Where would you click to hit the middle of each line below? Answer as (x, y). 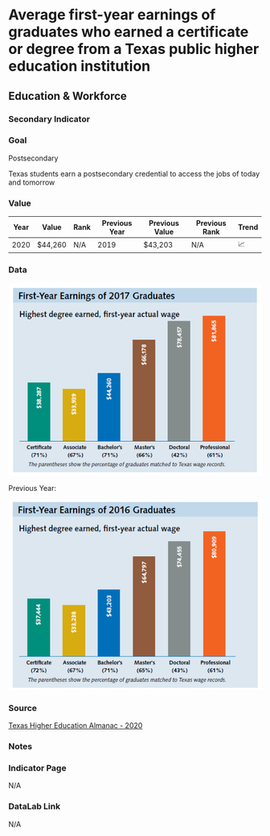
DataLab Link (35, 806)
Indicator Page (37, 767)
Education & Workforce (67, 96)
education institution (80, 67)
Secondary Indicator (49, 119)
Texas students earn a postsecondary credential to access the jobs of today (134, 173)
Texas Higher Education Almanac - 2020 (76, 726)
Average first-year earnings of (112, 15)
